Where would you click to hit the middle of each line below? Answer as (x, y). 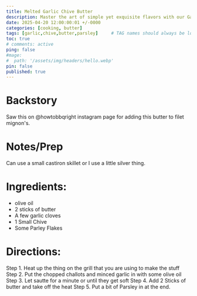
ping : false (21, 50)
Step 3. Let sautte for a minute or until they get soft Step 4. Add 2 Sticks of (96, 280)
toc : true (18, 39)
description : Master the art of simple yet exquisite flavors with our (95, 17)
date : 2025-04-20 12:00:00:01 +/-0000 (53, 22)
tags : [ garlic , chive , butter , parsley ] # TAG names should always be (95, 33)
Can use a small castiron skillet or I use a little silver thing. (76, 163)
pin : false (19, 66)
